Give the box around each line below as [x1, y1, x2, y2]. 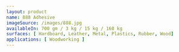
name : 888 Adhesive [6, 14, 55, 20]
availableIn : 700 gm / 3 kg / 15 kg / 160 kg [6, 25, 122, 32]
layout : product [6, 8, 47, 15]
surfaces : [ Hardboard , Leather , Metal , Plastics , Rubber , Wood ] [6, 31, 174, 37]
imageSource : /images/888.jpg [6, 20, 83, 26]
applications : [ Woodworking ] [6, 36, 85, 42]
